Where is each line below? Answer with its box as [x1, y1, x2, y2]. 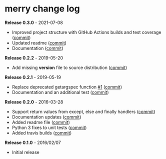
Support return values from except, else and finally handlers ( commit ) [11, 108, 155, 114]
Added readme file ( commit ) [11, 119, 70, 125]
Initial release [11, 149, 39, 155]
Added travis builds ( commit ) [11, 129, 72, 135]
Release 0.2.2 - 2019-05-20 [4, 54, 63, 60]
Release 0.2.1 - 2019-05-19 [4, 74, 61, 80]
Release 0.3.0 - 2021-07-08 [4, 19, 63, 25]
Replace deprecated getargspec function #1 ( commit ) [11, 83, 122, 90]
